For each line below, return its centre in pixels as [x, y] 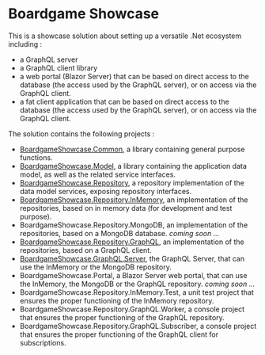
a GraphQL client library [59, 67]
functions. [36, 157]
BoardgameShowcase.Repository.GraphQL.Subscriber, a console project [138, 326]
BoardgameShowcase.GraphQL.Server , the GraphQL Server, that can [132, 258]
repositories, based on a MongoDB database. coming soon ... [119, 233]
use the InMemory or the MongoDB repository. [95, 267]
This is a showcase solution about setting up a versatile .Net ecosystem [125, 36]
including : [25, 44]
